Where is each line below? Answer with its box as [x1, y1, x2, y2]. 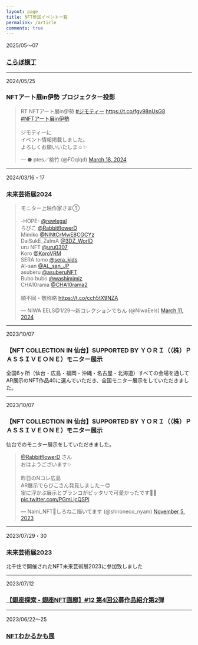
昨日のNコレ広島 [20, 474, 61, 481]
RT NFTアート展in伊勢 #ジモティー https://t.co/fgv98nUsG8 [20, 107, 166, 115]
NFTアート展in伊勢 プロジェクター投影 [6, 93, 115, 101]
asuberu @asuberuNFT [20, 269, 78, 276]
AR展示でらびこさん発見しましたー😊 [20, 481, 111, 489]
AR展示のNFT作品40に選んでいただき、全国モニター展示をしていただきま [6, 377, 184, 384]
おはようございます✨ [20, 461, 72, 468]
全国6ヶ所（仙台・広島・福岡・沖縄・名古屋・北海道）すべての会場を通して [6, 369, 190, 377]
